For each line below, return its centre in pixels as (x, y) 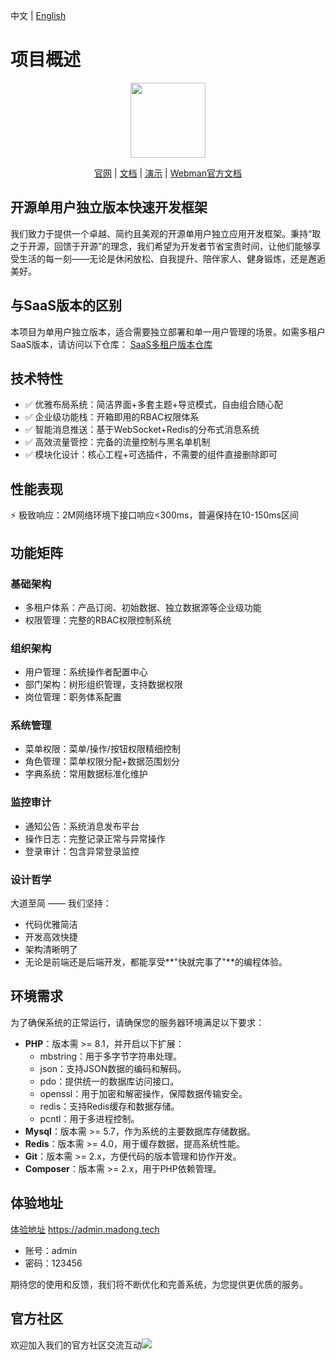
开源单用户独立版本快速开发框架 (109, 207)
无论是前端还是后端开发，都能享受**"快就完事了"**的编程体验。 (156, 962)
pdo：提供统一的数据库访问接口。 (109, 1081)
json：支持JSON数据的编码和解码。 (113, 1068)
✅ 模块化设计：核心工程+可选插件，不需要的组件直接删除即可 (151, 455)
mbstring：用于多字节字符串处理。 (111, 1056)
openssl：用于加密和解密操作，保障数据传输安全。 (143, 1093)
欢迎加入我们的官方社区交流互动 (76, 1345)
